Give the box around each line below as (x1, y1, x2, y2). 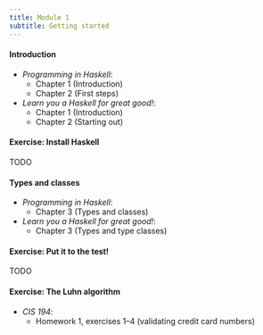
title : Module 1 (9, 13, 70, 22)
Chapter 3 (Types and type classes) (35, 225, 168, 237)
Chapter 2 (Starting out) (35, 116, 124, 127)
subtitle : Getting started (9, 21, 110, 30)
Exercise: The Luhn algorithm (9, 286, 120, 297)
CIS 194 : (21, 306, 53, 317)
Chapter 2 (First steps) (35, 88, 119, 98)
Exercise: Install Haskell (9, 137, 100, 147)
